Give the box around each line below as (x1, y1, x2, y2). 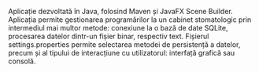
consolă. (8, 56, 36, 66)
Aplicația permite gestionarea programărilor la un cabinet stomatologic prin (8, 15, 252, 24)
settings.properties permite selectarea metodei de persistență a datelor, (8, 40, 241, 49)
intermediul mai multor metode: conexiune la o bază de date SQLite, (8, 23, 228, 32)
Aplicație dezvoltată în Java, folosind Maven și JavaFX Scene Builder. (8, 7, 234, 16)
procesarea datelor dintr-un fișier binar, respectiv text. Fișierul (8, 31, 209, 41)
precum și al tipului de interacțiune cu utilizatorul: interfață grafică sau (8, 49, 235, 57)
